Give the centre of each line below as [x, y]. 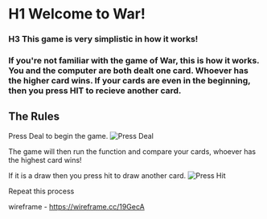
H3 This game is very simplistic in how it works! [103, 39]
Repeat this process [41, 191]
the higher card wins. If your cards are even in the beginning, [129, 81]
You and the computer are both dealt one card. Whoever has [129, 71]
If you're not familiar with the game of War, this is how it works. [134, 61]
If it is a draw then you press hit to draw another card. [97, 175]
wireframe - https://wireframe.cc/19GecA [76, 206]
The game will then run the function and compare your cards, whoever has [132, 151]
